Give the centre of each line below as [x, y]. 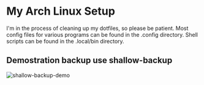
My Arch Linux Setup [61, 11]
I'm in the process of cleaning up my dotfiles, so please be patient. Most [97, 28]
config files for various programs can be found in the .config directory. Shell [102, 34]
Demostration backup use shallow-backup [89, 60]
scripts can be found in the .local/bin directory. [65, 41]
